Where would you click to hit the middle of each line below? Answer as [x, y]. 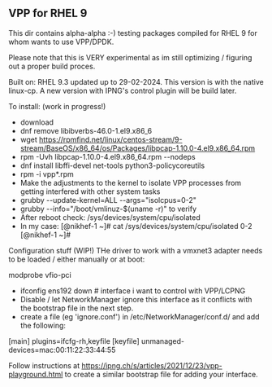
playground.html [36, 374]
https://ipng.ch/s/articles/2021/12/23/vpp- [151, 365]
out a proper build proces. [52, 66]
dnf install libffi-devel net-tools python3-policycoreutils [112, 165]
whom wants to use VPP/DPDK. [61, 42]
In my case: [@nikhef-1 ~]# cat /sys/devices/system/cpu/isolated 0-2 [136, 226]
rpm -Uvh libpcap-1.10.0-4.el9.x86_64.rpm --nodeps [108, 156]
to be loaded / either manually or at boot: [77, 259]
